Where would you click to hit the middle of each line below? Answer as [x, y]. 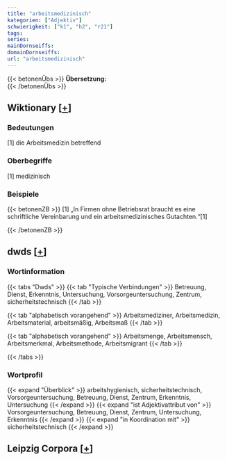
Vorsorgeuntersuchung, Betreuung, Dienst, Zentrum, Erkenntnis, [99, 398]
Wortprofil [25, 375]
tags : [15, 33]
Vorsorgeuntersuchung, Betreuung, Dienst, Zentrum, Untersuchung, [104, 412]
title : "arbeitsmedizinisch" [49, 14]
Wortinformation [36, 272]
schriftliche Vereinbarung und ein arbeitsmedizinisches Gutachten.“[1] [107, 217]
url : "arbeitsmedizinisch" [46, 59]
